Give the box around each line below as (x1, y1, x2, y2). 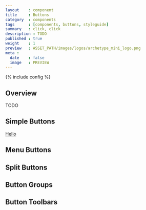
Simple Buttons (5, 117, 55, 126)
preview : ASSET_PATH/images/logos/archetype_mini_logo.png (5, 46, 141, 51)
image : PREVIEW (10, 60, 50, 65)
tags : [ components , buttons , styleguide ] (5, 22, 109, 27)
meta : (5, 50, 19, 55)
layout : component (5, 7, 54, 13)
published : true (5, 36, 43, 41)
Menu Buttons (5, 145, 51, 154)
